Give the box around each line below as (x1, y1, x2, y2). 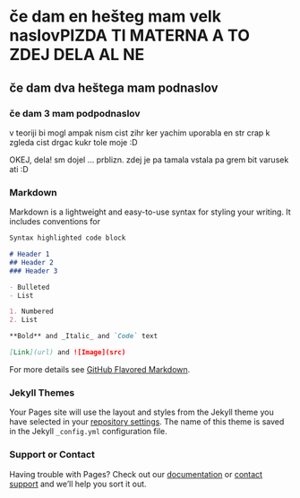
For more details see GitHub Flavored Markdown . (9, 363, 191, 374)
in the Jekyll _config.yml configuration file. (9, 426, 167, 437)
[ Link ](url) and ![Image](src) (9, 348, 126, 357)
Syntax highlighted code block (9, 233, 126, 243)
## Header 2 (9, 258, 54, 266)
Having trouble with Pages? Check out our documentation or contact (9, 468, 262, 479)
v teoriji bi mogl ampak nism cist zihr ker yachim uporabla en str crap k (9, 127, 270, 138)
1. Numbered (9, 307, 54, 316)
